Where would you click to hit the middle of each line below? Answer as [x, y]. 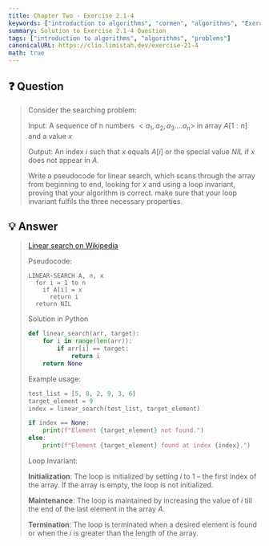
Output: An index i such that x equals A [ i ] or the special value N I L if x [141, 151]
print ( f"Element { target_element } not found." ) [123, 430]
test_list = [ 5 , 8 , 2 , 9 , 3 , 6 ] [82, 393]
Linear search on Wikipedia [73, 246]
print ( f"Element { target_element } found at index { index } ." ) [147, 446]
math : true [26, 53]
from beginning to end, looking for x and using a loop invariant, [132, 184]
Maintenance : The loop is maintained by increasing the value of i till [140, 500]
